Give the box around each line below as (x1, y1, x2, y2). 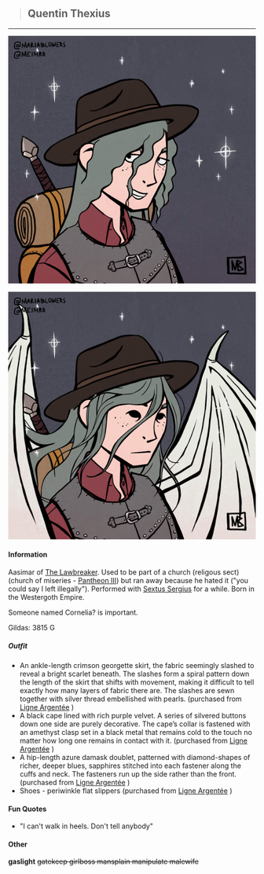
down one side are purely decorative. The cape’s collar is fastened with (19, 719, 251, 729)
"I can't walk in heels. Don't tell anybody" (19, 821, 153, 831)
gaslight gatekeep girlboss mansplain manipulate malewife (8, 857, 199, 866)
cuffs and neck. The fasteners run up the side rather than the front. (19, 769, 237, 778)
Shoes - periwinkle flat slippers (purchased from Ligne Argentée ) (19, 786, 233, 795)
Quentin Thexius (27, 7, 112, 20)
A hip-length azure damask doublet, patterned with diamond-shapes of (19, 752, 251, 762)
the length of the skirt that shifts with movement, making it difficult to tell (19, 677, 255, 687)
